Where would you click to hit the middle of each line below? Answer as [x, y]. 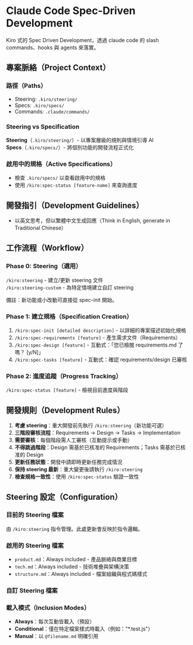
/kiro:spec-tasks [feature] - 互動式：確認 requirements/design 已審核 [101, 360]
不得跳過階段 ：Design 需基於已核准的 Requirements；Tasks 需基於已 [97, 447]
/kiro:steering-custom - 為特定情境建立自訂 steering [70, 287]
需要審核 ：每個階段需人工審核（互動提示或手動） [73, 440]
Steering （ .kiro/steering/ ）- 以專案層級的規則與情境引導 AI [80, 140]
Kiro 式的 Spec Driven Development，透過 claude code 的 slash [82, 40]
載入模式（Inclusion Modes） [48, 608]
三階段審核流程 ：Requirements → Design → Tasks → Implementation [97, 433]
